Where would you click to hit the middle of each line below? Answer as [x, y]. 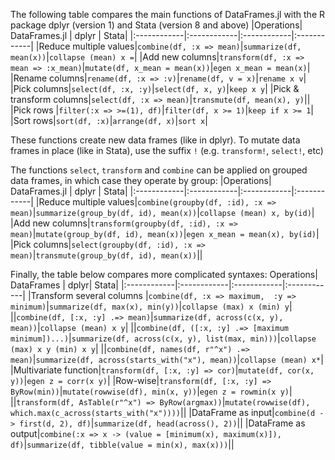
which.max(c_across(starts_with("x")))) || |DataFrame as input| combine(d [163, 412]
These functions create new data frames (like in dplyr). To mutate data [155, 140]
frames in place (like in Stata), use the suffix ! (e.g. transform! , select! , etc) [167, 150]
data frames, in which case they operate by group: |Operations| [141, 180]
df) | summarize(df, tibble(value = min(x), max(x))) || [122, 444]
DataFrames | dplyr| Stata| [65, 285]
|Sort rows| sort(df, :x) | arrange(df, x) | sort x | [109, 120]
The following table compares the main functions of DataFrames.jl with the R [168, 14]
